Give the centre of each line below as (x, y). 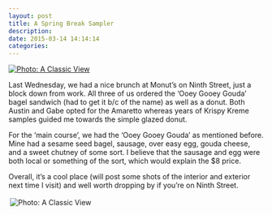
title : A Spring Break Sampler (61, 24)
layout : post (30, 16)
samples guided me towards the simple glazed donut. (98, 119)
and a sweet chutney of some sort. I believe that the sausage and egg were (134, 153)
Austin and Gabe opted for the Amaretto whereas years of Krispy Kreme (129, 111)
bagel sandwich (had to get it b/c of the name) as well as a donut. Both (127, 102)
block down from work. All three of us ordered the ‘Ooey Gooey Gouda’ (127, 93)
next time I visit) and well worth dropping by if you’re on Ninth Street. (123, 185)
